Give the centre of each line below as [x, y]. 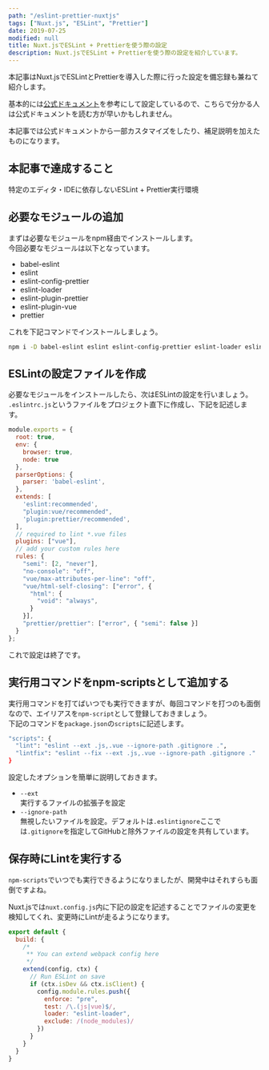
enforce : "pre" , [71, 999]
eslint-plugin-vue [48, 306]
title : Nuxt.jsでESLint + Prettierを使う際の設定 [88, 46]
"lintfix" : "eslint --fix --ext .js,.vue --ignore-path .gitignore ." [136, 753]
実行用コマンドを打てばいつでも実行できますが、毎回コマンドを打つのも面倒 [134, 703]
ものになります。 [36, 141]
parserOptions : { [44, 474]
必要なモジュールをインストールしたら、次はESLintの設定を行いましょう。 [130, 394]
